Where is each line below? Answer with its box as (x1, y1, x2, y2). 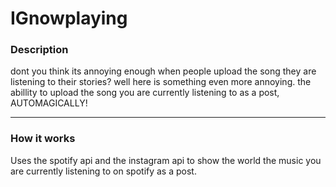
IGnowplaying (10, 7, 128, 30)
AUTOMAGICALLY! (10, 97, 88, 109)
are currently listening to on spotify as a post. (10, 165, 197, 177)
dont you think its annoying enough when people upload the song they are (10, 65, 317, 77)
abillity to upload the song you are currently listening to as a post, (10, 87, 280, 99)
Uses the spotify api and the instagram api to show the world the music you (10, 154, 322, 166)
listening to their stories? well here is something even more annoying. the (10, 76, 312, 88)
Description (10, 43, 69, 57)
